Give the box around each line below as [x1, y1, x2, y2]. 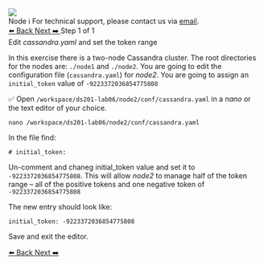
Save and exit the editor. [8, 232, 89, 241]
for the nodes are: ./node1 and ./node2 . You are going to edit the [8, 62, 222, 71]
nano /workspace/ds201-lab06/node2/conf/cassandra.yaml [8, 119, 200, 127]
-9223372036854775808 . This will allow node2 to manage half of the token [8, 171, 248, 180]
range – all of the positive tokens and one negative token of [8, 180, 205, 189]
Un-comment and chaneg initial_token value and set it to [8, 162, 196, 172]
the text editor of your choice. [8, 104, 107, 112]
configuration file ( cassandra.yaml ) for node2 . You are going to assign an [8, 70, 250, 79]
